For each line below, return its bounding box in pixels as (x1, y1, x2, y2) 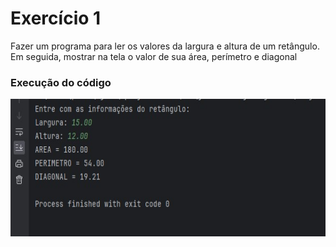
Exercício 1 (10, 7, 102, 30)
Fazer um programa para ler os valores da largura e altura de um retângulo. (10, 40, 320, 52)
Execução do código (10, 75, 112, 89)
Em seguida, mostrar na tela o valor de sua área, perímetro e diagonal (10, 50, 298, 62)
